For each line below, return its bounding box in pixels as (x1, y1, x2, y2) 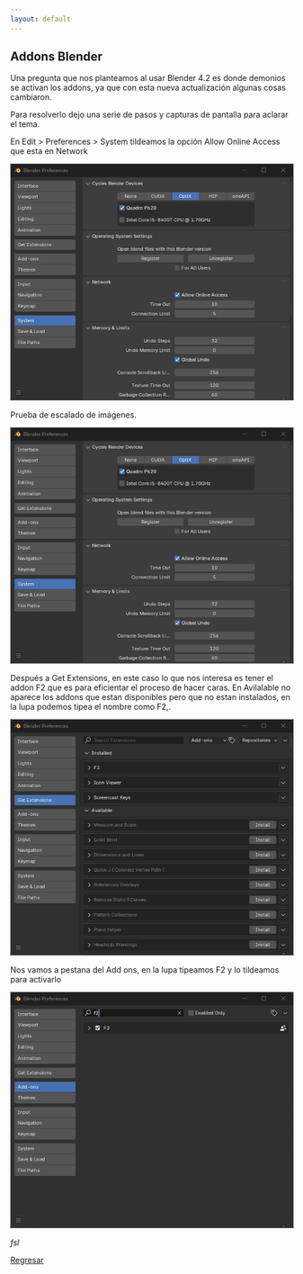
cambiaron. (10, 92, 52, 103)
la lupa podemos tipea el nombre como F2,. (10, 701, 172, 712)
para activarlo (10, 974, 62, 985)
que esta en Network (10, 146, 88, 157)
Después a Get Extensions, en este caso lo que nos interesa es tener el (10, 672, 273, 683)
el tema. (10, 119, 40, 130)
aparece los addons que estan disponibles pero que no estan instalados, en (10, 691, 290, 702)
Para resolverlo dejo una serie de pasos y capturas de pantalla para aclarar (10, 109, 289, 121)
